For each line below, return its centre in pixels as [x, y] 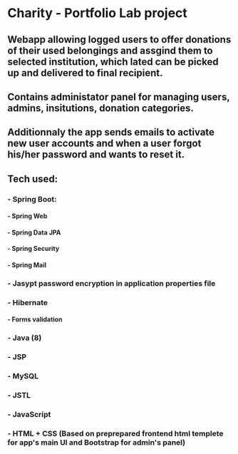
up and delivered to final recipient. [85, 73]
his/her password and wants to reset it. [96, 155]
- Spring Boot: [32, 199]
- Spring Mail [27, 265]
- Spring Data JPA [34, 232]
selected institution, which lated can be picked [113, 62]
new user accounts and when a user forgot [104, 144]
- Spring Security [33, 249]
